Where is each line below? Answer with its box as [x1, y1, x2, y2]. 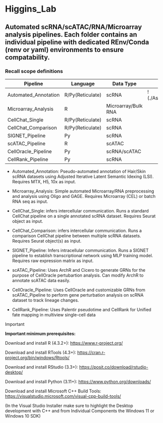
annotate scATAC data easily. [12, 277, 70, 283]
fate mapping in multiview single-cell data [12, 312, 96, 317]
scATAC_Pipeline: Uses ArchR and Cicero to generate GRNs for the [12, 267, 146, 273]
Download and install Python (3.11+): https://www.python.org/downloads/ [5, 378, 151, 385]
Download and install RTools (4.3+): [5, 349, 77, 355]
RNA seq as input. [12, 198, 49, 204]
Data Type [112, 80, 137, 87]
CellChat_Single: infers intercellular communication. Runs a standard [12, 208, 149, 213]
